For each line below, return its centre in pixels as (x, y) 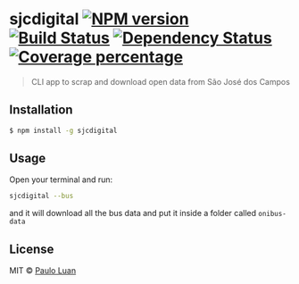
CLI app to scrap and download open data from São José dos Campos (160, 81)
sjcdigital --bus (42, 196)
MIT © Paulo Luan (43, 271)
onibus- (273, 214)
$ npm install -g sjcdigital (63, 130)
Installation (41, 110)
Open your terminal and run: (61, 180)
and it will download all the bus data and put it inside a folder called (133, 213)
